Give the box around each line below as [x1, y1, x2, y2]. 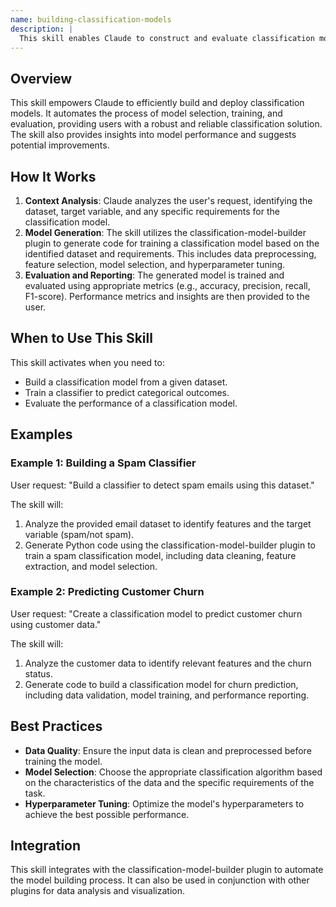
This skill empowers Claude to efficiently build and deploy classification [10, 97, 305, 109]
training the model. [24, 755, 103, 767]
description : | [10, 24, 74, 34]
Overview [10, 70, 73, 87]
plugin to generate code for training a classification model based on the [24, 237, 320, 249]
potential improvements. [10, 139, 110, 151]
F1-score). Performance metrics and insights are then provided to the [24, 291, 310, 302]
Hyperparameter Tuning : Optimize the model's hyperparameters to [24, 797, 305, 810]
